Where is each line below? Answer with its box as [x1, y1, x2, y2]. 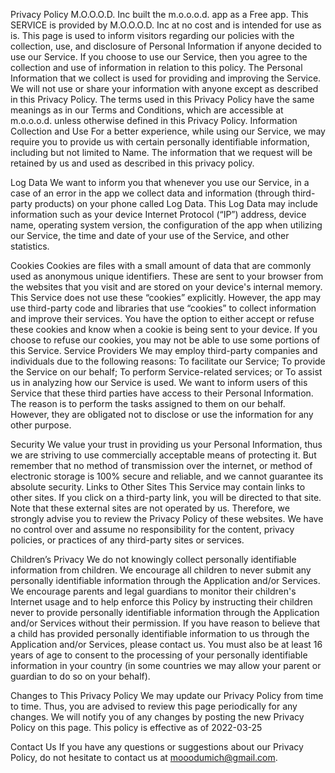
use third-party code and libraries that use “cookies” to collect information [10, 302, 317, 314]
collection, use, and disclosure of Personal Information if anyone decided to [10, 40, 322, 52]
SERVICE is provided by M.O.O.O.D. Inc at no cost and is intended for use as [10, 19, 322, 31]
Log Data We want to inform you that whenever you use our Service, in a [10, 177, 310, 188]
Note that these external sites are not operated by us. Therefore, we [10, 502, 290, 514]
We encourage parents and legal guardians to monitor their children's [10, 585, 297, 597]
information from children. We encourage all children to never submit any [10, 564, 312, 576]
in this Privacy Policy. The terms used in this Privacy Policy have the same [10, 94, 315, 105]
